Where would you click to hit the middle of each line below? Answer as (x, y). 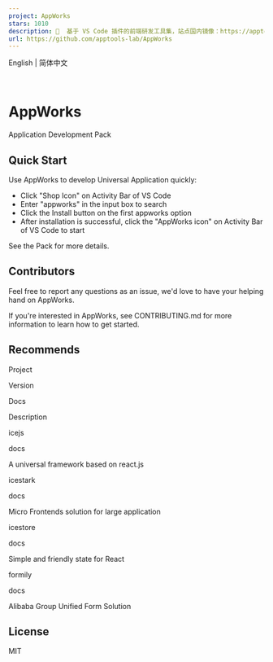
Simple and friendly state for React (66, 559)
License (29, 632)
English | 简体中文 (38, 63)
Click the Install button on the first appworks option (106, 213)
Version (21, 385)
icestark (22, 480)
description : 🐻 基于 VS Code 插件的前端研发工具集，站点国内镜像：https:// (129, 31)
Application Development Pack (60, 134)
